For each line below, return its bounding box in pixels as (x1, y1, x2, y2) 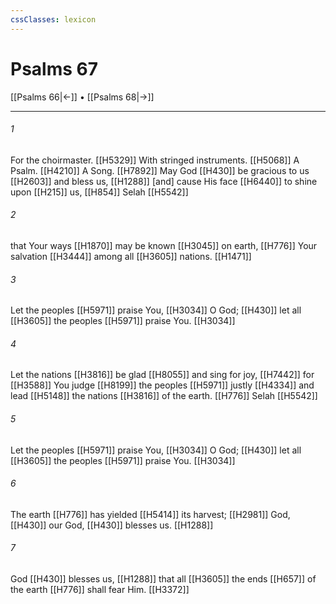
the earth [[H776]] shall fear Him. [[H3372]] (10, 583, 190, 595)
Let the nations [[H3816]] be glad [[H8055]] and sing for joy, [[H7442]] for (10, 369, 315, 381)
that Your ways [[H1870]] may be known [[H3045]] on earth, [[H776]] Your (10, 239, 318, 251)
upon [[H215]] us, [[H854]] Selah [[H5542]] (10, 186, 189, 198)
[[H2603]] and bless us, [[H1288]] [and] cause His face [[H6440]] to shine (10, 175, 318, 187)
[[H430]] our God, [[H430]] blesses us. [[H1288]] (10, 519, 214, 531)
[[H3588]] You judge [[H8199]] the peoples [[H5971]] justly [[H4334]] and (10, 379, 315, 391)
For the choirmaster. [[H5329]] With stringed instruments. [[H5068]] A (10, 154, 300, 166)
